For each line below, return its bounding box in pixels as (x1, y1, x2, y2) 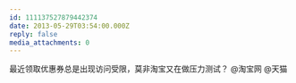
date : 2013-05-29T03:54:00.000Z (9, 21, 130, 30)
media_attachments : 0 (9, 37, 90, 47)
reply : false (9, 29, 58, 38)
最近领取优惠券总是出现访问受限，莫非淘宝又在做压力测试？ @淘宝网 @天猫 (9, 63, 288, 74)
